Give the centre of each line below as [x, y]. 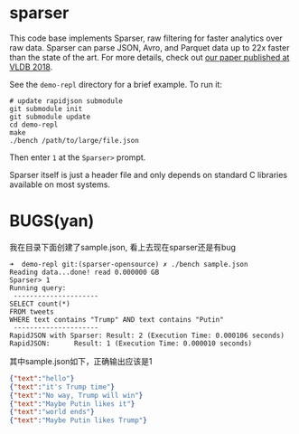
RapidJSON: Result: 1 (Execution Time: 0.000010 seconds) [131, 343]
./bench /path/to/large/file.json [75, 140]
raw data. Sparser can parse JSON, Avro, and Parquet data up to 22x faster [149, 47]
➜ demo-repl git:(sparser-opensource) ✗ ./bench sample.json [129, 264]
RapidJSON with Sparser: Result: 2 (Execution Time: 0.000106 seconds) [147, 335]
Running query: [38, 288]
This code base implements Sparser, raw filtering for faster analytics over [146, 38]
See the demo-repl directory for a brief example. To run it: [116, 84]
